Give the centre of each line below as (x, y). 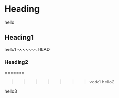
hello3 (11, 91)
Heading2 (17, 62)
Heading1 (19, 38)
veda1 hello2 (102, 82)
